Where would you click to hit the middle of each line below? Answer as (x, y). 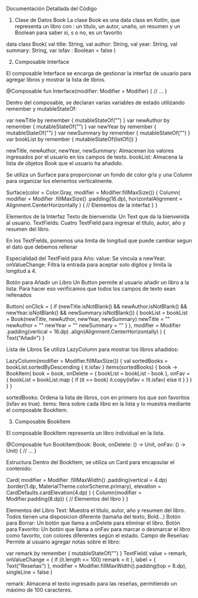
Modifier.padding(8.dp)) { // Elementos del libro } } (67, 499)
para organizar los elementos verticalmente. (60, 181)
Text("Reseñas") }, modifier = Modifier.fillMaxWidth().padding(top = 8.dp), (97, 566)
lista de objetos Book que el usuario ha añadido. (64, 163)
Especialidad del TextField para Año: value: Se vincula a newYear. (86, 258)
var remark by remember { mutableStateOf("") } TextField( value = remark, (97, 553)
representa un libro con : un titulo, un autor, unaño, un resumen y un (98, 26)
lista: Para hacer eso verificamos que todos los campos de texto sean (91, 289)
